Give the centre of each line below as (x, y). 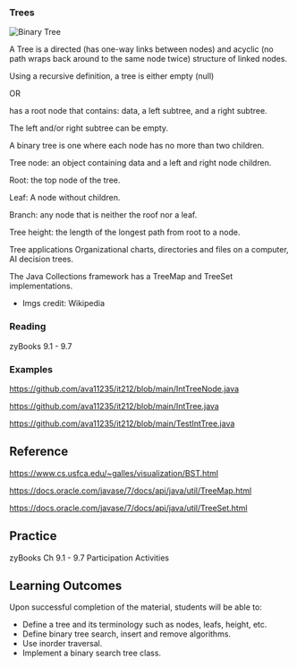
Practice (33, 536)
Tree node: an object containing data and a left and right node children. (140, 163)
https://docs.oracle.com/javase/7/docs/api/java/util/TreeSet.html (128, 508)
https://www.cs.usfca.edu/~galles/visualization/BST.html (114, 473)
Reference (39, 452)
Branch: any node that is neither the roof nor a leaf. (103, 215)
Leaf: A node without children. (65, 198)
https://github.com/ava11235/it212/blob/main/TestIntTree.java (122, 423)
